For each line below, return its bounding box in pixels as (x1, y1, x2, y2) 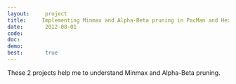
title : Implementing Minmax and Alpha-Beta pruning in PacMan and (7, 17, 218, 24)
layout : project (7, 10, 68, 17)
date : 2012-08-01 (7, 23, 77, 30)
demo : (7, 43, 23, 50)
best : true (7, 50, 58, 57)
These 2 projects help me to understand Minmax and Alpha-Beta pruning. (7, 68, 221, 77)
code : (7, 29, 23, 37)
